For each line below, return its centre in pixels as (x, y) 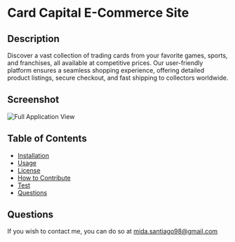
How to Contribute (44, 178)
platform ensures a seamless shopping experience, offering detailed (106, 70)
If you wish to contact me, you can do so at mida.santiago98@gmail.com (113, 232)
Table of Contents (47, 139)
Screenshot (33, 100)
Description (33, 39)
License (29, 170)
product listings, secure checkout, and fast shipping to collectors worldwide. (118, 78)
